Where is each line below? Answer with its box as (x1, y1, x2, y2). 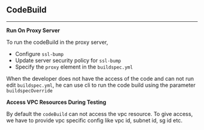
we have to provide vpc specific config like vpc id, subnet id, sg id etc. (6, 117, 183, 124)
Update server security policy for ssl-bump (15, 56, 121, 64)
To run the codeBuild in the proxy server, (6, 38, 108, 46)
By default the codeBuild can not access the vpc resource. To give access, (6, 110, 193, 117)
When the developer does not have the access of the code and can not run (6, 75, 194, 82)
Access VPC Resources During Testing (6, 98, 106, 106)
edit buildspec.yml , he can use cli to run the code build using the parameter (6, 81, 196, 89)
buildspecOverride (6, 87, 53, 94)
